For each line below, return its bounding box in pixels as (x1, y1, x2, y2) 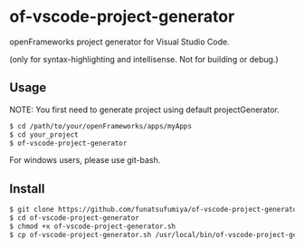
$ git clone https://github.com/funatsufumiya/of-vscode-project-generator (9, 205, 301, 215)
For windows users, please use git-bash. (9, 155, 161, 166)
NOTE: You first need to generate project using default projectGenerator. (9, 104, 280, 115)
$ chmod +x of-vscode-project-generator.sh (9, 222, 176, 231)
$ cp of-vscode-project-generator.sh (9, 230, 152, 239)
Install (9, 181, 45, 196)
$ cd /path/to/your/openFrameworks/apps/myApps (9, 121, 193, 130)
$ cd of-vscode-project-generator (9, 214, 140, 223)
